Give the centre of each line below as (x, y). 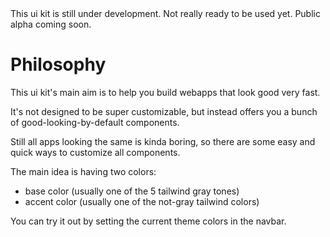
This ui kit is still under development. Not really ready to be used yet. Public (165, 13)
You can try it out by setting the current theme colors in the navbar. (148, 221)
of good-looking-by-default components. (95, 122)
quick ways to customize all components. (95, 152)
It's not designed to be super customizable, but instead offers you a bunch (164, 111)
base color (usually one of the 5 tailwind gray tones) (132, 191)
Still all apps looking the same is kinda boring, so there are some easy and (163, 141)
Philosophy (58, 64)
